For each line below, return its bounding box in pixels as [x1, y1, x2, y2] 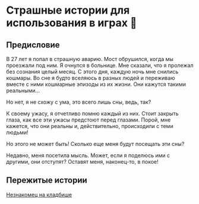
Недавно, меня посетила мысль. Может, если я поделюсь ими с [6, 152, 170, 159]
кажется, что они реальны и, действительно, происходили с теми [6, 123, 173, 129]
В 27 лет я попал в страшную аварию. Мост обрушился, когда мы [6, 56, 174, 62]
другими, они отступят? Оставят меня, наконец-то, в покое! [6, 158, 159, 165]
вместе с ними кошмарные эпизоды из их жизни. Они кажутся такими [6, 81, 186, 88]
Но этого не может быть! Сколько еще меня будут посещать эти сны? [6, 141, 185, 147]
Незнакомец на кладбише [6, 191, 72, 198]
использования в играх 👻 [6, 16, 137, 30]
